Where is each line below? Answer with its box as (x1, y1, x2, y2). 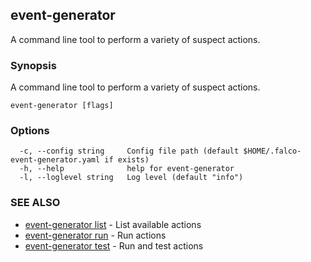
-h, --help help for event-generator (19, 164, 235, 174)
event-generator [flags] (10, 101, 114, 111)
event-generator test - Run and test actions (24, 239, 204, 252)
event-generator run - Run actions (24, 229, 167, 241)
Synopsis (10, 58, 57, 72)
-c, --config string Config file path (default (19, 146, 240, 157)
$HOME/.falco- (243, 146, 302, 157)
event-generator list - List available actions (24, 218, 202, 230)
